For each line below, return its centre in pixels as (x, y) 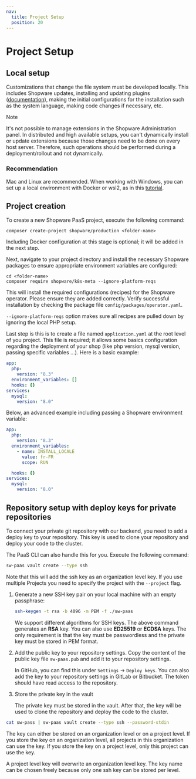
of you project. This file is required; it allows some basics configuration (92, 340)
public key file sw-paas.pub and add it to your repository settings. (93, 659)
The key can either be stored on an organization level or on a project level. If (98, 733)
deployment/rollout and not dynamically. (55, 154)
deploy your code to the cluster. (45, 543)
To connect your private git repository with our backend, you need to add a (97, 531)
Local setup (28, 73)
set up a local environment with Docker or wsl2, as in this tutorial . (85, 188)
